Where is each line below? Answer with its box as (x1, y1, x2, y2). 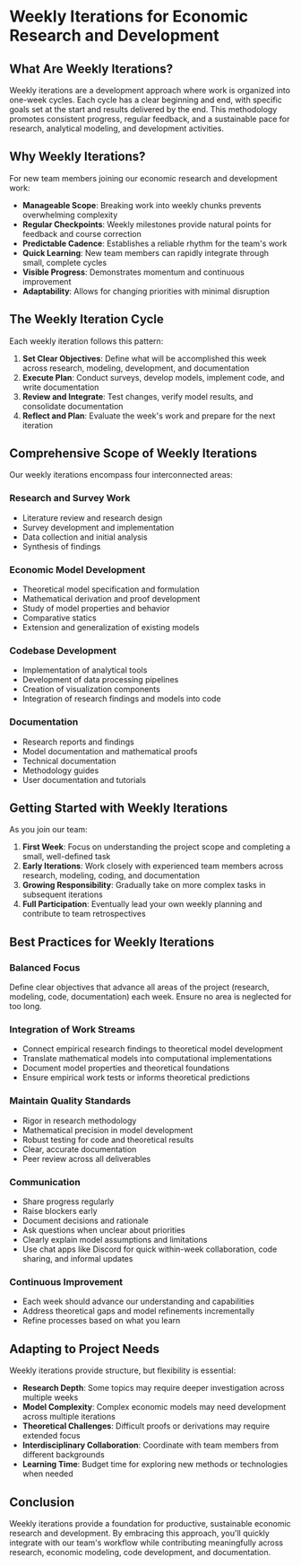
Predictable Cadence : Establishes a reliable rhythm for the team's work (21, 238, 288, 249)
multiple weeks (21, 1392, 79, 1403)
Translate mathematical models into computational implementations (21, 1053, 272, 1064)
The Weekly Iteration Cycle (9, 312, 164, 327)
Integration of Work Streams (9, 1024, 136, 1036)
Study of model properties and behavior (21, 603, 170, 614)
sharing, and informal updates (21, 1254, 133, 1264)
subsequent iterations (21, 889, 103, 900)
